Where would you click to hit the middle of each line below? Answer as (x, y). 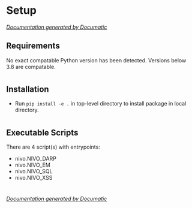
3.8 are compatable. (31, 67)
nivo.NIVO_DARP (36, 158)
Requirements (33, 46)
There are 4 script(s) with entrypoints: (53, 147)
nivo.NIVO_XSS (34, 177)
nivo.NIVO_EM (33, 165)
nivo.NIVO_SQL (34, 171)
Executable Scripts (42, 132)
